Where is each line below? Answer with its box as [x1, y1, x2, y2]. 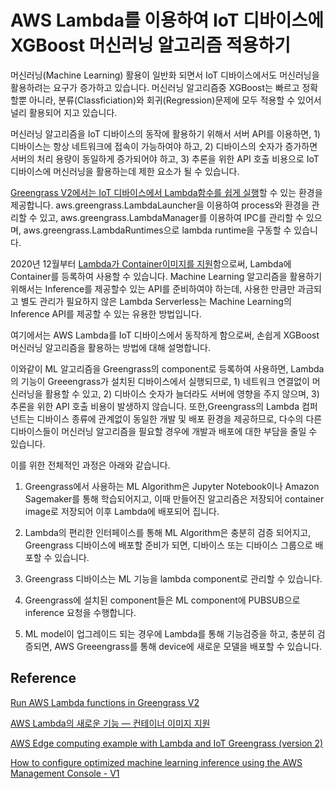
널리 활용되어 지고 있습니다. [10, 106, 118, 118]
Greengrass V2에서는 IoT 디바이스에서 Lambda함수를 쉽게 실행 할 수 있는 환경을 [10, 186, 323, 198]
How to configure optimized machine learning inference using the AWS [10, 756, 303, 768]
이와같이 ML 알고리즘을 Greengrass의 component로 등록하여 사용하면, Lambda [10, 362, 325, 375]
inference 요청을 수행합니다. [24, 606, 137, 618]
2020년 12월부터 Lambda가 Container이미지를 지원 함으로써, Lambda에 [10, 257, 292, 270]
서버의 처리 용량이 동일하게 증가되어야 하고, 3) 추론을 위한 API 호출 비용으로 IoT [10, 152, 320, 165]
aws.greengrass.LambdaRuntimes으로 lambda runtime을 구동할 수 [23, 224, 292, 236]
